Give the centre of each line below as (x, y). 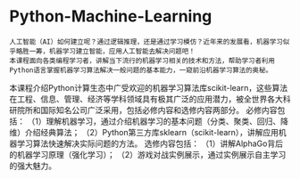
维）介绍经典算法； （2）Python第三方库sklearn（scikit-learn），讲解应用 (144, 132)
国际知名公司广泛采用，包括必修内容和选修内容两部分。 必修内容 (158, 110)
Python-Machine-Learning (111, 16)
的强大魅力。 (33, 166)
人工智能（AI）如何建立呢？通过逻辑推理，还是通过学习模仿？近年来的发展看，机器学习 (146, 42)
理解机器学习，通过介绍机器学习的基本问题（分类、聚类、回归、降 (167, 121)
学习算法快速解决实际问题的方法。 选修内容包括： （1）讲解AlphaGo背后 (150, 143)
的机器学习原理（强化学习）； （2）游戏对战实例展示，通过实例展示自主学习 (148, 154)
